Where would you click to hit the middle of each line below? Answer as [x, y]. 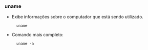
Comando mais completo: [38, 35]
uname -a [25, 44]
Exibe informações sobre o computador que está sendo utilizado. [77, 17]
